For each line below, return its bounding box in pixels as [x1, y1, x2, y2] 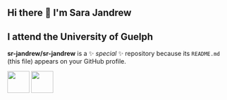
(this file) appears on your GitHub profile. [7, 57, 127, 66]
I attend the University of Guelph [7, 31, 154, 43]
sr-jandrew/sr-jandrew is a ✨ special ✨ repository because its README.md [7, 50, 221, 58]
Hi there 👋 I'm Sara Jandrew [7, 7, 132, 19]
